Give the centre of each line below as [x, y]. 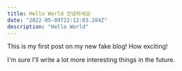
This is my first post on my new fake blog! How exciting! [88, 47]
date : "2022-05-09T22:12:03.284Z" [58, 20]
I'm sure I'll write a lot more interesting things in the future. [91, 60]
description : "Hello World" [48, 26]
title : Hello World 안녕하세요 [49, 14]
